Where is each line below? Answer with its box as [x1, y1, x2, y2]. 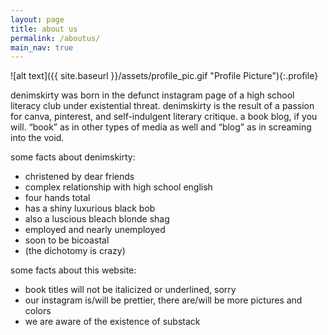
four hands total [24, 192, 91, 204]
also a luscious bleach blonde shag [24, 213, 170, 225]
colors [24, 305, 52, 317]
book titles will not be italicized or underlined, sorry [24, 284, 237, 296]
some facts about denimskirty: [10, 151, 136, 163]
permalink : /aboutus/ [10, 33, 101, 43]
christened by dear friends [24, 171, 135, 183]
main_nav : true [10, 42, 74, 53]
